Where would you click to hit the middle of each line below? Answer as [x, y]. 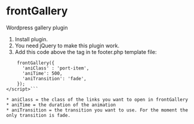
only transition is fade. [38, 115]
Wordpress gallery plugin [37, 28]
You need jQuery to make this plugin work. [67, 46]
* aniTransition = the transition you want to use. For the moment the [97, 110]
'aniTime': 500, [42, 73]
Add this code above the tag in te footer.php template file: [86, 52]
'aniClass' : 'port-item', [56, 68]
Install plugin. [31, 39]
